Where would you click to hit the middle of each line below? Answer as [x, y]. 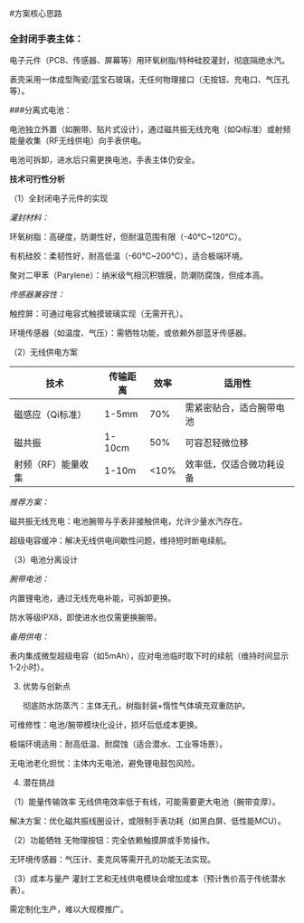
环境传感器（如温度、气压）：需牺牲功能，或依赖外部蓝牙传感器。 [130, 333]
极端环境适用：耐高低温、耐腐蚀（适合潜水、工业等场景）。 [119, 744]
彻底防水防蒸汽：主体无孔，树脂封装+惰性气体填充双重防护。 [136, 706]
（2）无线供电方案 [44, 352]
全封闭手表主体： [47, 39]
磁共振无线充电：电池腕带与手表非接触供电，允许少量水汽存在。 [128, 521]
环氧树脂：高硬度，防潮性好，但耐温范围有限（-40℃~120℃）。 [128, 237]
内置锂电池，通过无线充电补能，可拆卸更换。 [93, 598]
